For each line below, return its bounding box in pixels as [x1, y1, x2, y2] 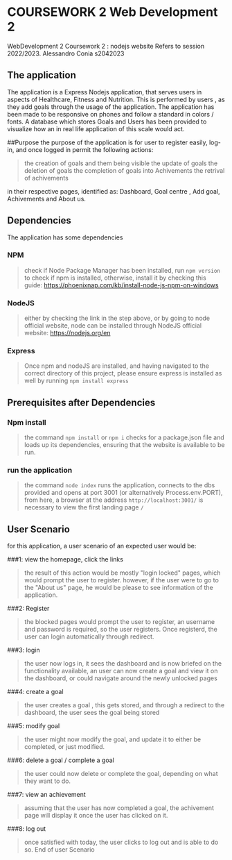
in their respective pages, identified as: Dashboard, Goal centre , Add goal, [7, 187, 220, 195]
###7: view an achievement [7, 791, 87, 799]
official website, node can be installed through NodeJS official [24, 321, 202, 330]
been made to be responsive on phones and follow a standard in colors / [7, 110, 214, 118]
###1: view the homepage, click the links [7, 555, 123, 564]
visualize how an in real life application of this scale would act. [7, 124, 185, 133]
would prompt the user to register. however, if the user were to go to [24, 576, 220, 584]
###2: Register [7, 605, 50, 613]
